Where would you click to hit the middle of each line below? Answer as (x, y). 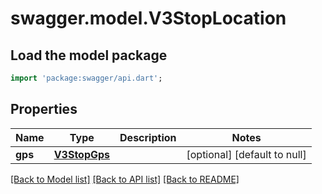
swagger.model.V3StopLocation (148, 18)
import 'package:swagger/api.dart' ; (86, 78)
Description (148, 137)
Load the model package (89, 55)
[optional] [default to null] (246, 154)
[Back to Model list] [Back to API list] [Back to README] (125, 179)
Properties (44, 109)
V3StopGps (82, 154)
